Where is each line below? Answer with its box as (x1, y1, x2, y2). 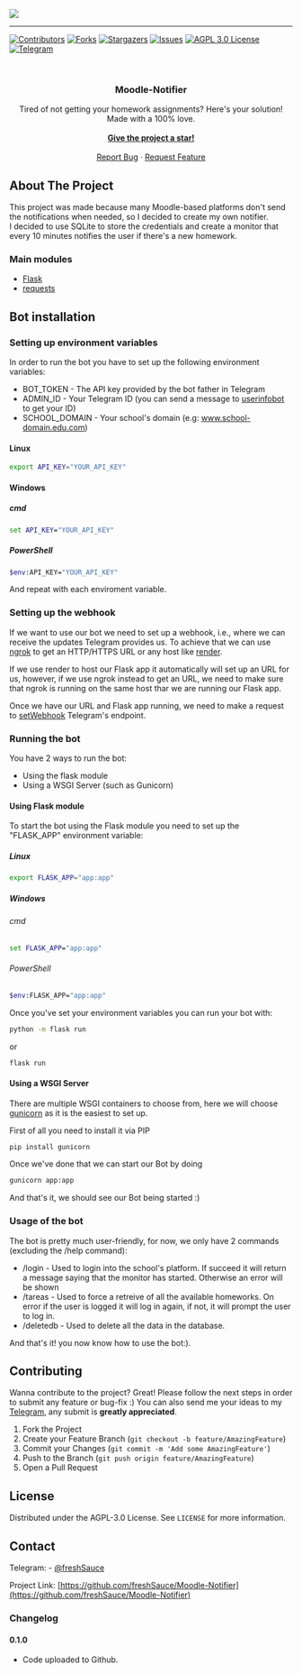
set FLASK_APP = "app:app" (9, 943, 102, 953)
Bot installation (9, 309, 96, 325)
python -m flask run (9, 1024, 87, 1034)
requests (22, 283, 56, 294)
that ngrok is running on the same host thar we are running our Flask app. (9, 682, 281, 693)
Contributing (9, 1364, 83, 1379)
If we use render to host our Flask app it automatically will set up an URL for (9, 663, 289, 674)
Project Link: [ (9, 1580, 61, 1591)
